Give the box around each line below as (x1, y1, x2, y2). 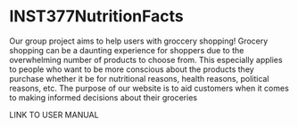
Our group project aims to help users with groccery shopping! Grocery (9, 36, 269, 46)
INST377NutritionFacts (9, 6, 185, 27)
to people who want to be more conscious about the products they (9, 64, 254, 75)
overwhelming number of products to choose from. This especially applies (9, 54, 283, 65)
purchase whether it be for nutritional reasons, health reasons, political (9, 73, 269, 83)
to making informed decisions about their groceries (9, 91, 198, 103)
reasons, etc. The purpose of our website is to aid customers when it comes (9, 83, 290, 93)
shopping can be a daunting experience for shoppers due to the (9, 44, 244, 55)
